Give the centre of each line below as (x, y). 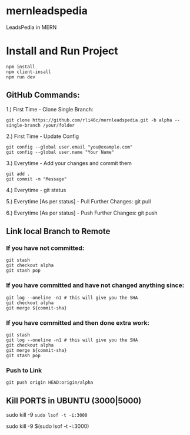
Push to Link (24, 370)
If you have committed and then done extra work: (78, 322)
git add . (18, 174)
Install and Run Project (62, 51)
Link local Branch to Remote (58, 231)
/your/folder (59, 125)
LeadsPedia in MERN (31, 27)
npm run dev (21, 77)
